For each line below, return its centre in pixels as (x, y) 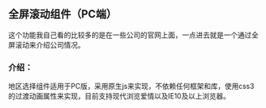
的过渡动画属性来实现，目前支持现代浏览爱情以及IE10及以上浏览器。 (119, 96)
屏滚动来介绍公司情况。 (46, 44)
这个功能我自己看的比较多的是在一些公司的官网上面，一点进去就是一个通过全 (133, 35)
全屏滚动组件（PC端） (63, 14)
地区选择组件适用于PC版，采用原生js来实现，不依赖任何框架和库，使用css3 (131, 87)
